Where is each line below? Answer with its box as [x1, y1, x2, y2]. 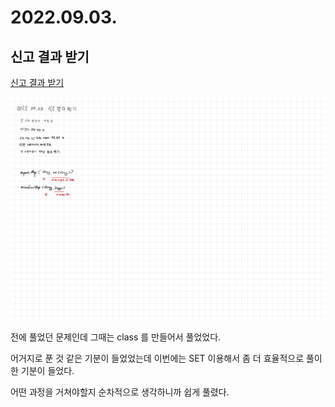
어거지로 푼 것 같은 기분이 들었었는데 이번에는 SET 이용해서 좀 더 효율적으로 [10, 352, 305, 365]
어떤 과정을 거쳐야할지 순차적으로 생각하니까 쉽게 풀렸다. [10, 386, 230, 398]
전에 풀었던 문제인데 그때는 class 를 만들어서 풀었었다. [10, 331, 222, 343]
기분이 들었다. [20, 365, 75, 377]
